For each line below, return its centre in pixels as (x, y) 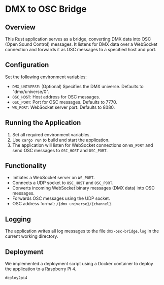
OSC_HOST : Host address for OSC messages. (56, 96)
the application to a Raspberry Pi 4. (41, 269)
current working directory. (32, 236)
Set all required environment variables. (51, 134)
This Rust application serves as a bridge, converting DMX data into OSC (78, 39)
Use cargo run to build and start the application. (61, 140)
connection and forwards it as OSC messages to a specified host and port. (81, 49)
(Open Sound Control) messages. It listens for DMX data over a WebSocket (81, 44)
